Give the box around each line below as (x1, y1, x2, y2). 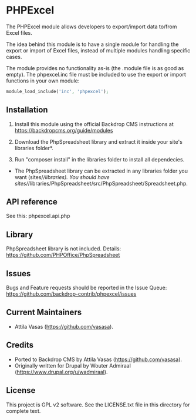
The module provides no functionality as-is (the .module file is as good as (6, 64, 184, 71)
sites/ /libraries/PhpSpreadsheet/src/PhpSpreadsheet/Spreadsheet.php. (14, 180, 188, 187)
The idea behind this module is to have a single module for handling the (6, 41, 179, 48)
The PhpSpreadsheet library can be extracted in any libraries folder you (14, 167, 188, 174)
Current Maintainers (6, 307, 82, 318)
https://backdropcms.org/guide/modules (14, 127, 113, 134)
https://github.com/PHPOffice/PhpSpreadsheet (6, 252, 120, 259)
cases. (6, 53, 22, 60)
